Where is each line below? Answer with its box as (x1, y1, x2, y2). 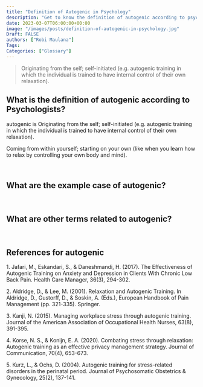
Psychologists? (6, 104, 66, 115)
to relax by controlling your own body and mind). (6, 151, 127, 159)
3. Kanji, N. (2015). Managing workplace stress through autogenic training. (6, 312, 192, 319)
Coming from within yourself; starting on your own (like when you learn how (6, 145, 195, 152)
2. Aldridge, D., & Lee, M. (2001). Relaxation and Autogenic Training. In (6, 288, 181, 295)
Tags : (6, 43, 20, 49)
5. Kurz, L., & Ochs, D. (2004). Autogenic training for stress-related (6, 361, 173, 368)
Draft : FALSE (6, 31, 39, 37)
